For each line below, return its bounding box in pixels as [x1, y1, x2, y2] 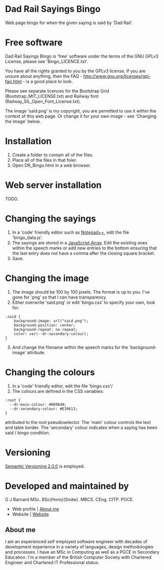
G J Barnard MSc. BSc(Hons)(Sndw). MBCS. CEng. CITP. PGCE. [5, 497, 134, 503]
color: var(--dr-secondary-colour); [14, 331, 89, 336]
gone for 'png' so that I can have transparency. [12, 294, 107, 300]
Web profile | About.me [12, 506, 60, 512]
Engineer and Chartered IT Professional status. [5, 560, 99, 566]
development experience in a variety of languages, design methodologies [5, 544, 154, 550]
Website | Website [12, 511, 49, 517]
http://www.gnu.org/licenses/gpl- [83, 73, 151, 79]
